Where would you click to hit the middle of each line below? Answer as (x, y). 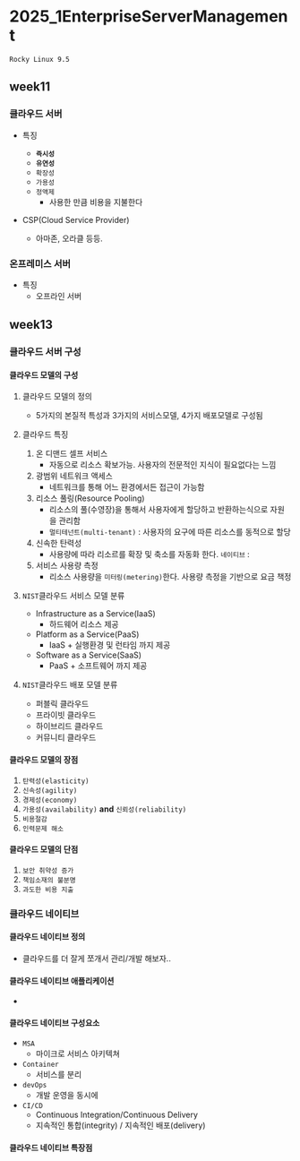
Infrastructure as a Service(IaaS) (96, 614)
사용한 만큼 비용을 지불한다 (96, 202)
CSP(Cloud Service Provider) (76, 219)
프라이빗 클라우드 (66, 715)
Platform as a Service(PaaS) (87, 634)
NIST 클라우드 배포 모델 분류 (70, 685)
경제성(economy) (50, 800)
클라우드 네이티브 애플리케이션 (62, 980)
